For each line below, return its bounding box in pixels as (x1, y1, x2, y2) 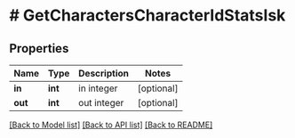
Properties (9, 41, 69, 56)
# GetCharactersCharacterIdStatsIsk (9, 5, 286, 26)
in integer (78, 82, 118, 94)
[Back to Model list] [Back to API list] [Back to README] (9, 119, 213, 130)
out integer (78, 97, 124, 109)
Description (78, 68, 129, 79)
